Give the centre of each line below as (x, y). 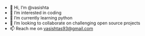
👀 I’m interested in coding (36, 13)
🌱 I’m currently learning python (41, 18)
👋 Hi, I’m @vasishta (29, 8)
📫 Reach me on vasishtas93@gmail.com (51, 28)
